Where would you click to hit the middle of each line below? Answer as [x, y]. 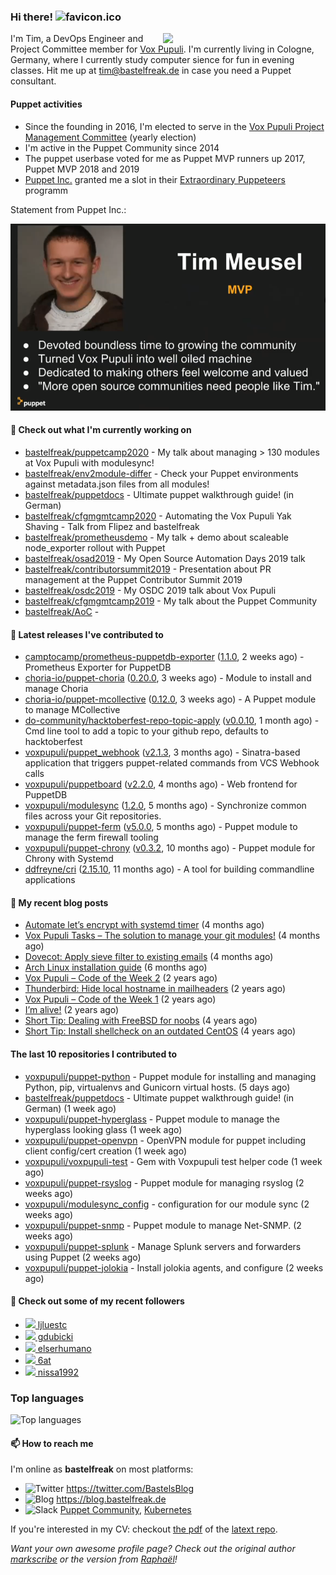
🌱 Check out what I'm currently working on [101, 430]
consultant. [33, 81]
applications [50, 880]
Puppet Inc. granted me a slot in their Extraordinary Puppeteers [155, 179]
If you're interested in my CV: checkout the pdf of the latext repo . [144, 1529]
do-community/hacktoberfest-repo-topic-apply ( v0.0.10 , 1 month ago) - [172, 721]
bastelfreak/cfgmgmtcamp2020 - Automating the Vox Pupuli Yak [158, 516]
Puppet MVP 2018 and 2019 [82, 169]
